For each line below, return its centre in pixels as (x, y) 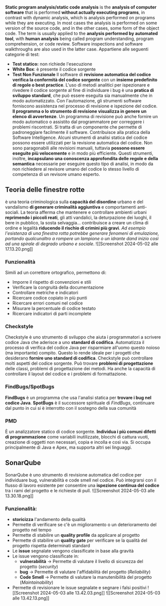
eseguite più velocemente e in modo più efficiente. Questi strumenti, (83, 153)
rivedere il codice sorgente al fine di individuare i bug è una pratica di (83, 90)
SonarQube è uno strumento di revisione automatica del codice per (73, 475)
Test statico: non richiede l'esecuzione (52, 64)
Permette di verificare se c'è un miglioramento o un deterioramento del (84, 525)
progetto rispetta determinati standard (51, 546)
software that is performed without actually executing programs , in (75, 12)
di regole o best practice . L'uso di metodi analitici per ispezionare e (81, 85)
